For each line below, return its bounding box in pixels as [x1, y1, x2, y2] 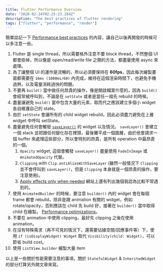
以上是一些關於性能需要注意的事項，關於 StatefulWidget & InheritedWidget [5, 255, 156, 261]
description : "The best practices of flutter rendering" [5, 16, 123, 21]
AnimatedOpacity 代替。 [19, 154, 67, 160]
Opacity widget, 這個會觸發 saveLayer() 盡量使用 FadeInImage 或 [19, 148, 147, 154]
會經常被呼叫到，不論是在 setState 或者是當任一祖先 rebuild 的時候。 [12, 93, 151, 100]
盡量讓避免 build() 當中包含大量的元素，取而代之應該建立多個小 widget [12, 100, 156, 105]
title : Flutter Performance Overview [5, 7, 82, 12]
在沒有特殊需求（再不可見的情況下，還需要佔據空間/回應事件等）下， [12, 227, 150, 233]
